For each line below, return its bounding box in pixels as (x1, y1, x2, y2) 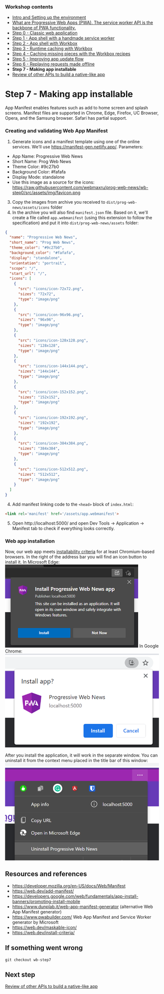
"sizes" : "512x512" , (18, 472, 60, 477)
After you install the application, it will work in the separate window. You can (5, 752, 158, 758)
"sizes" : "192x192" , (18, 420, 60, 425)
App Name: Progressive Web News (12, 153, 83, 159)
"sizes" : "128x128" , (18, 343, 60, 348)
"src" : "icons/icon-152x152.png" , (18, 389, 89, 394)
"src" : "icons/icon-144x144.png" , (18, 364, 89, 369)
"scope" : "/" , (9, 266, 38, 271)
